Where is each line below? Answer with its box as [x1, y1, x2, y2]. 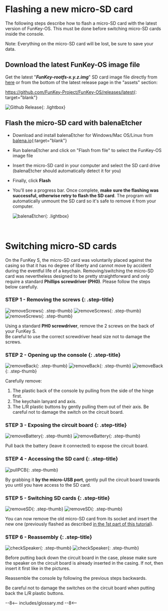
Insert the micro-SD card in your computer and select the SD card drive [12, 162, 160, 168]
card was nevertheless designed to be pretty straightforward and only [5, 273, 150, 279]
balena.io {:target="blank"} [12, 137, 67, 143]
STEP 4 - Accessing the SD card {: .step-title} [5, 455, 118, 463]
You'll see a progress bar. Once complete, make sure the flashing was [12, 187, 159, 193]
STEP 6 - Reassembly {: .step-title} [5, 533, 92, 541]
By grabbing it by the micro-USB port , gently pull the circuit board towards [5, 477, 160, 483]
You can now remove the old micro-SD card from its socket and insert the [5, 515, 157, 521]
